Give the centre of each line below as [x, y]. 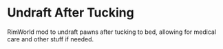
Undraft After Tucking [71, 13]
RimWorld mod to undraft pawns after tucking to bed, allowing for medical [112, 32]
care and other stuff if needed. [51, 39]
